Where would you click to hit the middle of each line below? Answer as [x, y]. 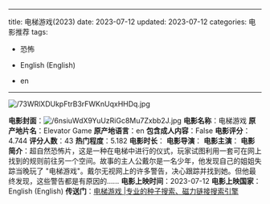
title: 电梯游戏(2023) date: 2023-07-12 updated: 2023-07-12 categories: [128, 22]
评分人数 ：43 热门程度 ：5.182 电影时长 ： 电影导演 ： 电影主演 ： [134, 141]
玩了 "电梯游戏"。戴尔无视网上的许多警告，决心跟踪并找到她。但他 [139, 171]
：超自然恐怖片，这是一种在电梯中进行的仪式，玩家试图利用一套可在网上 [142, 151]
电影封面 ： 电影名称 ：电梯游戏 [128, 121]
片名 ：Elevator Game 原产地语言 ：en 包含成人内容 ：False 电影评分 [133, 131]
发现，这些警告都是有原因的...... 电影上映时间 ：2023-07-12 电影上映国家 [135, 181]
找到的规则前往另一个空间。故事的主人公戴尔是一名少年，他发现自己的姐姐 [131, 161]
